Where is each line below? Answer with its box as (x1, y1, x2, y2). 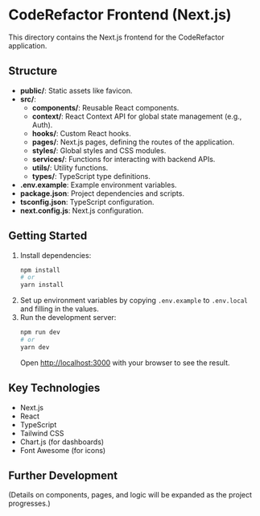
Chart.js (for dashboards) (19, 437, 105, 447)
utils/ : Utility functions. (31, 163, 109, 173)
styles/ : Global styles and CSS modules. (31, 145, 167, 155)
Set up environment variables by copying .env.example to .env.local (19, 296, 248, 306)
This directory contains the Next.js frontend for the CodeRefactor (8, 32, 225, 42)
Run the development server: (19, 313, 117, 322)
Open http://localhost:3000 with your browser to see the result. (19, 357, 231, 368)
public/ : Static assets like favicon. (19, 85, 133, 95)
